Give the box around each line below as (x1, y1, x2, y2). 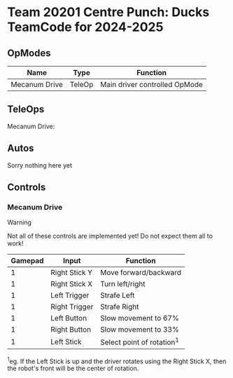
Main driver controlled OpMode (100, 80, 203, 89)
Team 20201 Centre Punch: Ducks (7, 4, 210, 20)
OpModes (7, 47, 51, 59)
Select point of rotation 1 (100, 336, 180, 347)
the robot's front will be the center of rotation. (7, 364, 139, 372)
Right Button (50, 325, 92, 335)
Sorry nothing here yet (7, 161, 72, 169)
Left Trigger (50, 290, 90, 300)
